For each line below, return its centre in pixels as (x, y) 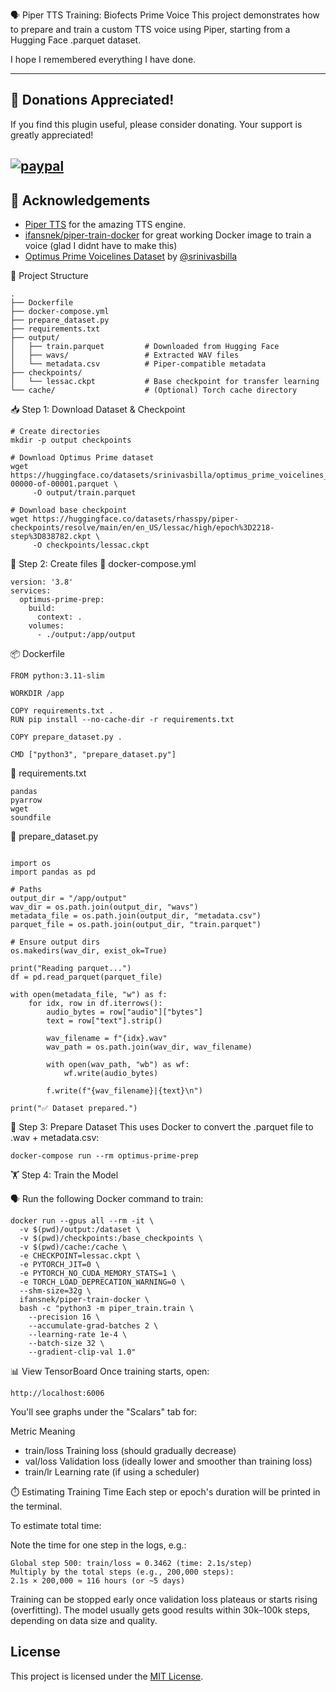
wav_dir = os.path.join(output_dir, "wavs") (104, 907)
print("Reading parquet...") (71, 969)
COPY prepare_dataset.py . (66, 737)
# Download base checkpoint (69, 510)
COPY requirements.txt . (62, 711)
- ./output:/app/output (86, 635)
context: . (59, 617)
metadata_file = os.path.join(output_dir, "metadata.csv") (136, 916)
